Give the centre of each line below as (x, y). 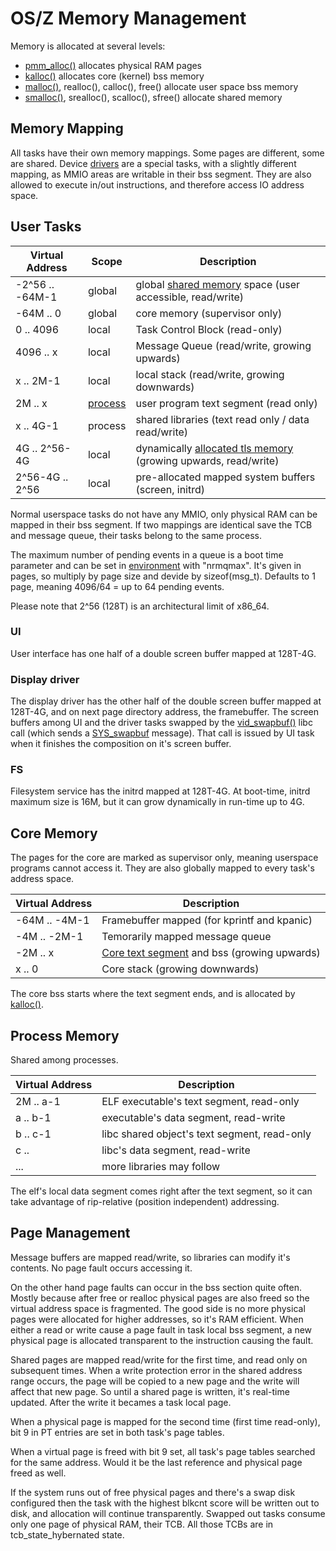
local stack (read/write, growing (210, 374)
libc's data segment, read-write (176, 1150)
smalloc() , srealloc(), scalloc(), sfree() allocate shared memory (153, 97)
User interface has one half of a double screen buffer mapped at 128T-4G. (163, 653)
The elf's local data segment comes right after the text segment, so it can (161, 1191)
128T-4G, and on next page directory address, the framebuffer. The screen (165, 712)
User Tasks (46, 227)
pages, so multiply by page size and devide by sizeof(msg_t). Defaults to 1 (163, 576)
